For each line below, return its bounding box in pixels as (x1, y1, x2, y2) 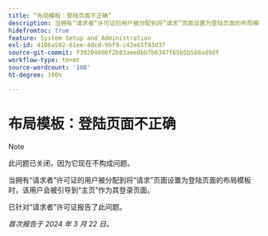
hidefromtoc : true (8, 26, 69, 34)
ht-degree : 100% (8, 71, 62, 79)
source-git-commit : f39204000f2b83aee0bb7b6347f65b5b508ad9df (8, 49, 219, 57)
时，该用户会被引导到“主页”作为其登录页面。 (8, 185, 155, 195)
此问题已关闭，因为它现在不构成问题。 (8, 158, 134, 167)
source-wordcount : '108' (8, 64, 91, 72)
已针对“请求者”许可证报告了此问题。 (8, 202, 127, 211)
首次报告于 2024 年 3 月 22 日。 (8, 218, 114, 228)
